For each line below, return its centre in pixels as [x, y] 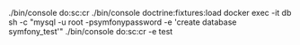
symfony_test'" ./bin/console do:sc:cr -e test [91, 31]
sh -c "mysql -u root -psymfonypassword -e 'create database [123, 22]
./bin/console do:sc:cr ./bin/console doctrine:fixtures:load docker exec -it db [150, 13]
